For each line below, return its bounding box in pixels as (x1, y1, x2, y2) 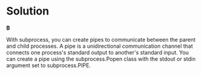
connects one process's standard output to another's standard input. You (6, 48, 189, 56)
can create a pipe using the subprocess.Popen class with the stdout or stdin (6, 55, 196, 62)
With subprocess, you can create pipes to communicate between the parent (6, 36, 196, 43)
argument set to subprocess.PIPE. (6, 62, 91, 69)
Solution (6, 4, 50, 18)
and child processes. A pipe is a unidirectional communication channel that (6, 42, 194, 50)
